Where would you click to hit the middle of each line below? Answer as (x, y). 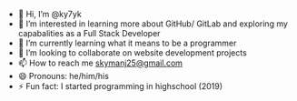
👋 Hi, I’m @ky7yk (49, 14)
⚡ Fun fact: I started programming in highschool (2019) (120, 86)
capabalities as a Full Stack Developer (89, 33)
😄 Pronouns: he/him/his (63, 76)
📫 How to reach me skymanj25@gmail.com (100, 63)
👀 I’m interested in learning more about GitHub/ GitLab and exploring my (153, 24)
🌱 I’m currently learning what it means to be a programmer (127, 43)
